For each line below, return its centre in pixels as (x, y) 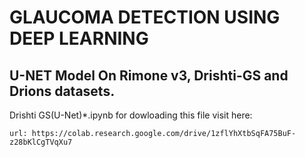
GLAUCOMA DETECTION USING (145, 17)
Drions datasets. (62, 91)
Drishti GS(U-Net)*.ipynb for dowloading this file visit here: (131, 115)
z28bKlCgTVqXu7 (41, 142)
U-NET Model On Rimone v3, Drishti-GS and (149, 75)
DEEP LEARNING (79, 38)
